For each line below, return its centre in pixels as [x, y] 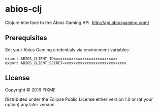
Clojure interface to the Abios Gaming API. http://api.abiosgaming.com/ [77, 22]
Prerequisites [26, 38]
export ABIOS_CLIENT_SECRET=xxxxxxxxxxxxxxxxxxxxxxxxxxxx [66, 63]
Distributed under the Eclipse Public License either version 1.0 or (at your [79, 99]
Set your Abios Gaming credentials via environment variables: [68, 49]
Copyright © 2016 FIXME [31, 90]
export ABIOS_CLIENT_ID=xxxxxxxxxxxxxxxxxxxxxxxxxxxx [62, 59]
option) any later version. [30, 104]
